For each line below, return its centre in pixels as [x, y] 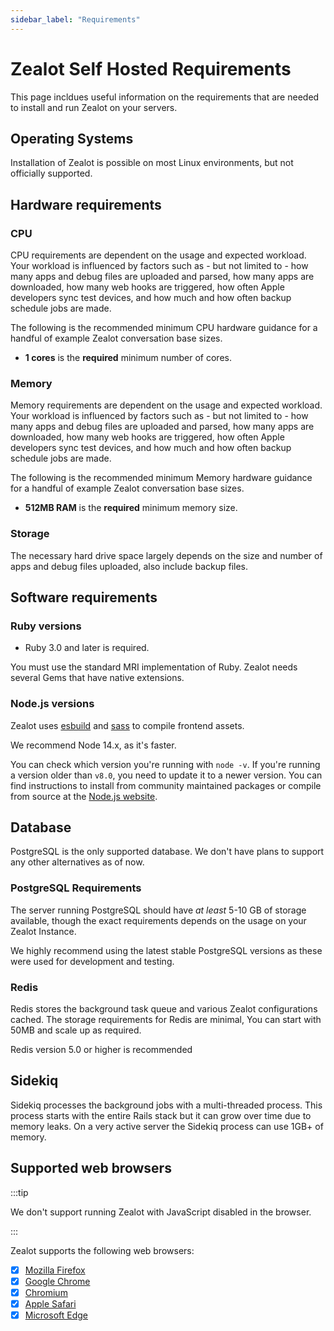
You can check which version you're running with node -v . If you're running [165, 764]
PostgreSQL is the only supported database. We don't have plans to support [167, 852]
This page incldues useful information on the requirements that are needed [165, 97]
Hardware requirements [86, 204]
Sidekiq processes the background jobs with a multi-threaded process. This [166, 1105]
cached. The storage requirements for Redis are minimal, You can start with [166, 1020]
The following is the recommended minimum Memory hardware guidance [161, 478]
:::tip [19, 1192]
